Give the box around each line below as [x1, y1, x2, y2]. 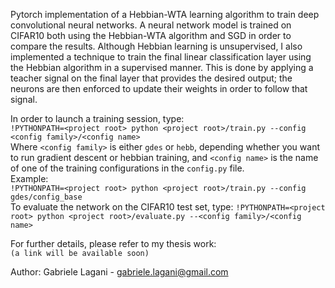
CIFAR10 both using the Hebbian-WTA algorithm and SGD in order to [10, 30, 292, 41]
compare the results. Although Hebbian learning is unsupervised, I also [10, 40, 303, 52]
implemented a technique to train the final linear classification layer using [10, 51, 312, 63]
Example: [10, 173, 49, 184]
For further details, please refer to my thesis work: [10, 238, 217, 249]
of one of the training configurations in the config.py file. [10, 162, 245, 174]
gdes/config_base [10, 192, 83, 202]
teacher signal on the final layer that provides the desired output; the [10, 72, 293, 84]
